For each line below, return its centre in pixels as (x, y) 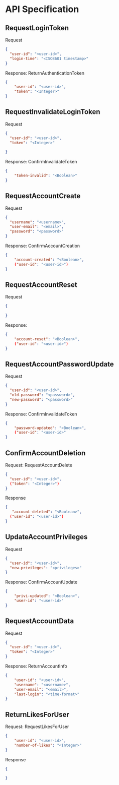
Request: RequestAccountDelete (39, 465)
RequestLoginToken (37, 28)
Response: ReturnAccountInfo (36, 666)
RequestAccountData (40, 621)
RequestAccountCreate (43, 196)
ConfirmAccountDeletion (45, 453)
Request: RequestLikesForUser (37, 727)
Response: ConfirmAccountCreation (43, 246)
